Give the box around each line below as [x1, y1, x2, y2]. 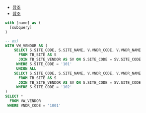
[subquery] [9, 25, 32, 30]
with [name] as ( [5, 20, 41, 25]
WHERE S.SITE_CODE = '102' [16, 85, 72, 90]
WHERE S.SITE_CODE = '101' [16, 61, 72, 66]
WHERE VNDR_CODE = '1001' [7, 103, 61, 108]
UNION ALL [16, 66, 37, 71]
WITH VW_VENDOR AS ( [5, 43, 48, 48]
